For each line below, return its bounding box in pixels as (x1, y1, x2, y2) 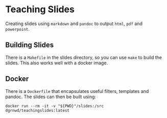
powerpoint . (5, 26, 30, 32)
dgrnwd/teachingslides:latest (5, 108, 70, 113)
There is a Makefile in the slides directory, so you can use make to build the (5, 54, 162, 60)
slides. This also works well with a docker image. (5, 60, 108, 66)
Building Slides (5, 41, 54, 50)
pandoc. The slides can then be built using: (5, 93, 96, 100)
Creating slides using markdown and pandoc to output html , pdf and (5, 20, 143, 27)
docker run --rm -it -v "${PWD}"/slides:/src (5, 103, 104, 108)
